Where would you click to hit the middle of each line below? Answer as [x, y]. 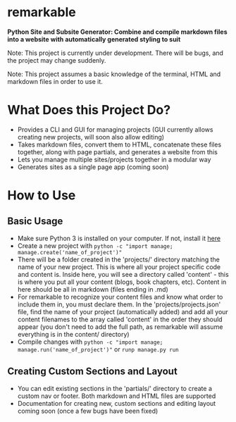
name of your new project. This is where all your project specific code [119, 267]
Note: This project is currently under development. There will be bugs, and [116, 53]
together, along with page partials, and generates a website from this [118, 151]
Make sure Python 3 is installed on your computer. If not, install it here [119, 238]
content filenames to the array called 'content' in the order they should [120, 319]
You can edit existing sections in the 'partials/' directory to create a [115, 388]
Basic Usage [35, 222]
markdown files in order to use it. [55, 81]
